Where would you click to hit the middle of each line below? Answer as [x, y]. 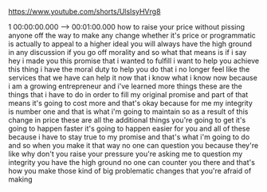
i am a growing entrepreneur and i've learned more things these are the [126, 86]
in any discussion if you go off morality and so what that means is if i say [128, 52]
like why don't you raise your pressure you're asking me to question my [126, 154]
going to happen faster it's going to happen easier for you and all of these [129, 128]
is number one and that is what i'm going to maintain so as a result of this [128, 112]
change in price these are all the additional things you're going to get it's [127, 120]
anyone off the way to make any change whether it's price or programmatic [132, 35]
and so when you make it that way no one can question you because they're [133, 145]
